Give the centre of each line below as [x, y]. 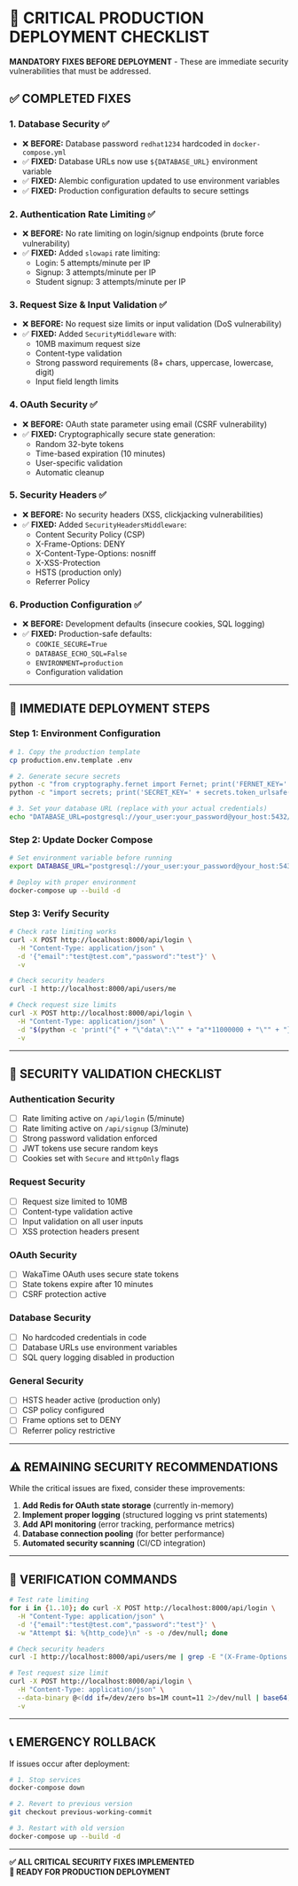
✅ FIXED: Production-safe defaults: [87, 634]
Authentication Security [62, 1099]
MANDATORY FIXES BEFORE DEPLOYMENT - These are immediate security [149, 61]
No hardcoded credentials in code [84, 1337]
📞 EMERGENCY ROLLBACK [83, 1742]
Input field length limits [77, 381]
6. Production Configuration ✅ [75, 604]
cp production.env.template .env [71, 760]
